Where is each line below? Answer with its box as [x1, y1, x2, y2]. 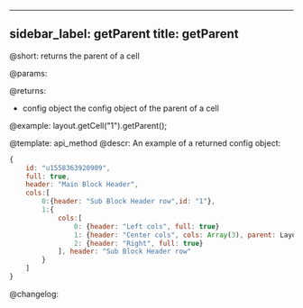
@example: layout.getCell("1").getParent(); [9, 120, 168, 131]
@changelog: [9, 288, 60, 299]
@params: [9, 68, 48, 78]
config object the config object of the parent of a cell [22, 103, 219, 113]
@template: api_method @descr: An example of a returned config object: [9, 137, 281, 149]
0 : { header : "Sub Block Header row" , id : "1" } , [41, 197, 216, 206]
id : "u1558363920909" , [25, 163, 111, 172]
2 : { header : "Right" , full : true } [73, 239, 204, 248]
